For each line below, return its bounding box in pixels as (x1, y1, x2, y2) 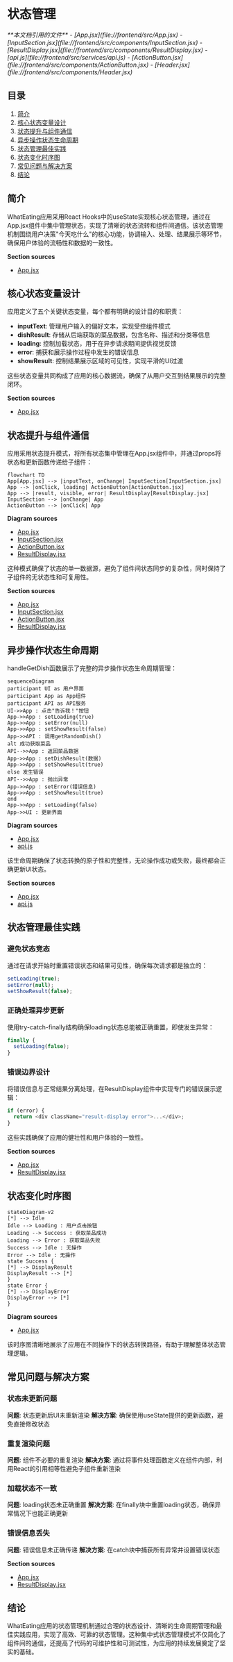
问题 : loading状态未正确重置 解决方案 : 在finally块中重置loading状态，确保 (7, 1501, 215, 1509)
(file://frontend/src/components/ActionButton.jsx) (7, 60, 149, 69)
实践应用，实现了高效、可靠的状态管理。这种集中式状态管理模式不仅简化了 (12, 1630, 226, 1639)
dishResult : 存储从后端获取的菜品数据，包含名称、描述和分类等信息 (17, 331, 211, 339)
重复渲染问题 (7, 1438, 51, 1448)
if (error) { (7, 1107, 45, 1114)
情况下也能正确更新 (12, 1509, 68, 1518)
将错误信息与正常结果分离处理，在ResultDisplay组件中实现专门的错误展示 (7, 1084, 216, 1092)
